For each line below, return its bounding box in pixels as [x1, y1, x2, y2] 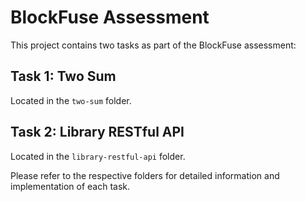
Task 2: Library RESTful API [10, 124, 185, 141]
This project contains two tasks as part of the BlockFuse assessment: [10, 39, 297, 51]
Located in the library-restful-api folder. [10, 150, 186, 162]
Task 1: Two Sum [10, 68, 117, 85]
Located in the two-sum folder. [10, 94, 132, 106]
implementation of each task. [10, 180, 131, 192]
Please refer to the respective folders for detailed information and [10, 169, 280, 181]
